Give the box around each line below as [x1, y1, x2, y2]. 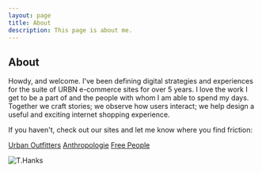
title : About [8, 19, 51, 27]
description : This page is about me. [8, 26, 133, 34]
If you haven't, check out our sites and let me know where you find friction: [8, 125, 253, 135]
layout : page [8, 11, 51, 20]
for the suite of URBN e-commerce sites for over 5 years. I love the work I [8, 84, 248, 95]
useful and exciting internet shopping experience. [8, 110, 170, 119]
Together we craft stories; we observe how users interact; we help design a [8, 102, 255, 111]
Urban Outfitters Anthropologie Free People [8, 140, 150, 150]
